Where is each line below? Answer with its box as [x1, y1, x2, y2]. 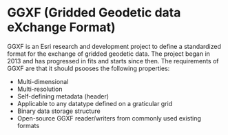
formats [17, 121, 40, 129]
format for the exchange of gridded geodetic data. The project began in [7, 50, 210, 58]
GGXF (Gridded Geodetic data [7, 5, 181, 21]
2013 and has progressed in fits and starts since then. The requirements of [7, 56, 219, 65]
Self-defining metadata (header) [17, 92, 109, 101]
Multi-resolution [17, 85, 63, 93]
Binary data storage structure [17, 107, 101, 115]
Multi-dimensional [17, 77, 69, 85]
